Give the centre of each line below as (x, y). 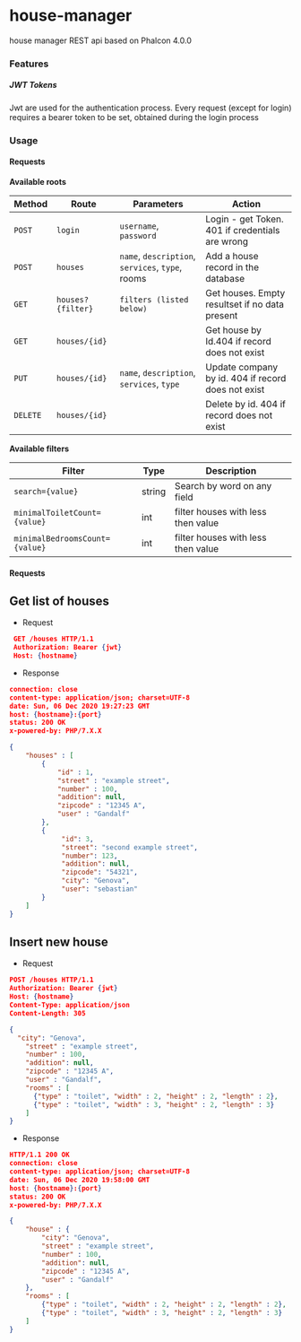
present (222, 315)
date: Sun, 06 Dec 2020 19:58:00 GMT (80, 1180)
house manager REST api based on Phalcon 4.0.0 (101, 40)
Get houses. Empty (245, 292)
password (138, 235)
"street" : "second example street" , (130, 847)
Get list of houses (60, 601)
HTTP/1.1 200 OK (39, 1155)
